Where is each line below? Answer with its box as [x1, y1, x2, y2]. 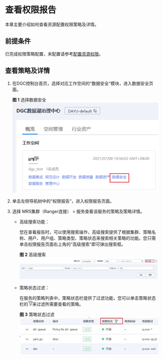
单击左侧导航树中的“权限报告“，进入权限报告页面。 [12, 198, 114, 204]
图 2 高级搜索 [19, 251, 46, 258]
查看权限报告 [5, 4, 57, 16]
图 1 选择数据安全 [12, 97, 47, 103]
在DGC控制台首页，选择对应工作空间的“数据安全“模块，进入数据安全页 [12, 80, 153, 86]
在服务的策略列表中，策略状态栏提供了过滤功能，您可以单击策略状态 [19, 295, 156, 301]
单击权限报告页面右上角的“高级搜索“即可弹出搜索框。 [19, 241, 126, 247]
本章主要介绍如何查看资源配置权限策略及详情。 [5, 21, 99, 27]
